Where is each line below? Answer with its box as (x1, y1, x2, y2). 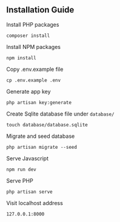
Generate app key (6, 88, 51, 95)
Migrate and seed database (6, 132, 75, 140)
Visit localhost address (6, 199, 64, 206)
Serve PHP (6, 177, 33, 184)
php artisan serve (6, 189, 53, 195)
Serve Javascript (6, 154, 48, 162)
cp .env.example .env (6, 77, 61, 83)
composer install (6, 33, 50, 39)
